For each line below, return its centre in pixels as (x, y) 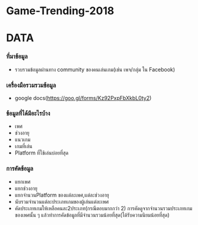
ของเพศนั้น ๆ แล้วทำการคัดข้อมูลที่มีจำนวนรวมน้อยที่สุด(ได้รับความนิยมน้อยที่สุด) (92, 215)
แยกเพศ (22, 181)
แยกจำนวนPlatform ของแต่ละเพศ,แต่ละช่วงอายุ (62, 195)
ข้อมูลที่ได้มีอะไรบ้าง (28, 113)
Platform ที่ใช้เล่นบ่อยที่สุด (42, 153)
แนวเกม (22, 140)
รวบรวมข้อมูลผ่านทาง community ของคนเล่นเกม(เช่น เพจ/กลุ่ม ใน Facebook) (95, 69)
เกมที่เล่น (23, 146)
